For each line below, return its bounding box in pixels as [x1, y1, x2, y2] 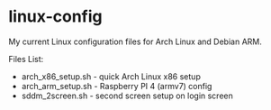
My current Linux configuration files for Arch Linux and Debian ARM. [8, 36, 262, 47]
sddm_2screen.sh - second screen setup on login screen [21, 90, 233, 101]
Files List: [8, 53, 44, 64]
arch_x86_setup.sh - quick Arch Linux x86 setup [21, 70, 202, 82]
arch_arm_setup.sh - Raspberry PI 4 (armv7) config [21, 80, 212, 91]
